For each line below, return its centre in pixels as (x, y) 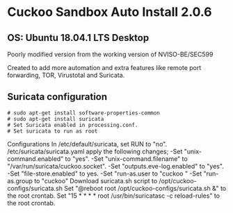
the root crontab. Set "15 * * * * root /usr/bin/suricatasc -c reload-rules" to (114, 196)
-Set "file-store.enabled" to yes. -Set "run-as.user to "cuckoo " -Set (105, 173)
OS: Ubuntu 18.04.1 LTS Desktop (78, 38)
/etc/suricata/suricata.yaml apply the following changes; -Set (95, 151)
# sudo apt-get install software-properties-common (83, 113)
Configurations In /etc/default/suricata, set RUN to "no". (87, 144)
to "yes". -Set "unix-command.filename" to (126, 159)
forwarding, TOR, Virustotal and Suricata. (66, 75)
